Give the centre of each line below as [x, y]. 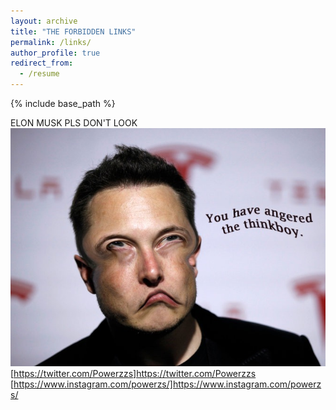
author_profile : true [55, 53]
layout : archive [44, 21]
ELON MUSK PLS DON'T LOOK [74, 123]
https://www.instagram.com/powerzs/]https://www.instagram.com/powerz [167, 384]
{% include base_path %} [63, 103]
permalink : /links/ [51, 42]
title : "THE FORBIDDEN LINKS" [73, 31]
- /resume [39, 74]
